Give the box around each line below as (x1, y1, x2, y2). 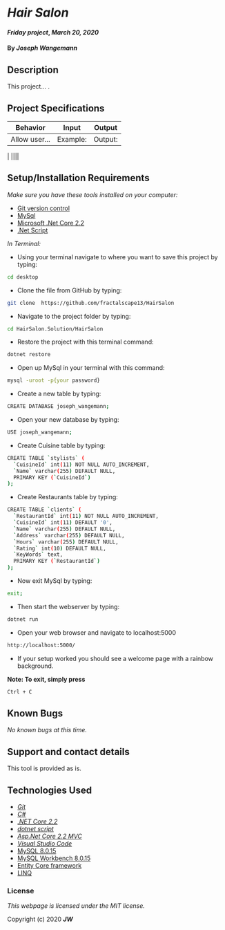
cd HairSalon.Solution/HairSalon (7, 325, 104, 333)
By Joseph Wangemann (7, 44, 78, 53)
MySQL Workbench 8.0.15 (17, 854, 91, 862)
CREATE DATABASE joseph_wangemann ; (7, 403, 110, 410)
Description (7, 64, 59, 75)
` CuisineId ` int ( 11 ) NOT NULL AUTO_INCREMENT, (13, 461, 150, 468)
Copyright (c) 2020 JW (7, 915, 74, 924)
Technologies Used (7, 784, 92, 796)
